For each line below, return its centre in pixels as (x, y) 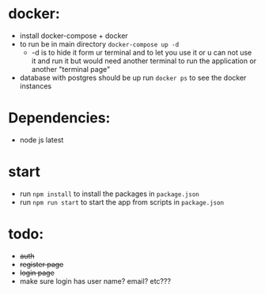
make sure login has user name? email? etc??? (95, 281)
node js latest (42, 140)
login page (37, 273)
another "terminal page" (71, 69)
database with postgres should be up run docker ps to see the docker (133, 77)
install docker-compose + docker (74, 36)
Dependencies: (59, 118)
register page (42, 264)
